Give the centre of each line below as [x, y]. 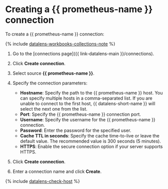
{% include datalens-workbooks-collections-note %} [60, 43]
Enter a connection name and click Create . [57, 171]
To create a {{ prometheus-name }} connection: [55, 34]
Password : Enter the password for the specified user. [76, 130]
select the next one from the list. [54, 109]
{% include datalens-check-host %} [43, 181]
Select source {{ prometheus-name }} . [53, 73]
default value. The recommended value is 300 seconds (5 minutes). [91, 141]
